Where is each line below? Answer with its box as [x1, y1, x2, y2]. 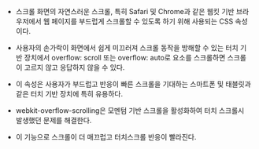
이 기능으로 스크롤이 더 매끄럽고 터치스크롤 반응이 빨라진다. [15, 133, 197, 141]
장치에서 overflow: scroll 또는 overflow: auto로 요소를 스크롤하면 [24, 53, 226, 62]
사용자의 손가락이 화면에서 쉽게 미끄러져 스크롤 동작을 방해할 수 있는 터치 [15, 43, 239, 53]
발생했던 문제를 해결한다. [15, 116, 92, 125]
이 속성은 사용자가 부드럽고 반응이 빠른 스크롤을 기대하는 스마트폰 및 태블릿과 [15, 79, 252, 89]
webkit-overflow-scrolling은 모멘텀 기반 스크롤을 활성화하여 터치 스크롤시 [15, 106, 245, 115]
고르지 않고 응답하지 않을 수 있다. [24, 63, 125, 72]
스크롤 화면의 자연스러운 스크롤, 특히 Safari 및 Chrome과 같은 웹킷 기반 [15, 7, 235, 16]
